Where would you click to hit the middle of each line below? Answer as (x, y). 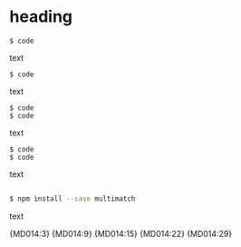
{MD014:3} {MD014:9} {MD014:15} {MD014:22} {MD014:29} (121, 233)
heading (41, 17)
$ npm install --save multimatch (72, 198)
